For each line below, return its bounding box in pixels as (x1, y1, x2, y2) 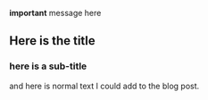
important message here (9, 8, 102, 18)
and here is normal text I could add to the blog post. (9, 80, 200, 91)
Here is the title (9, 33, 96, 48)
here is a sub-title (9, 60, 87, 72)
